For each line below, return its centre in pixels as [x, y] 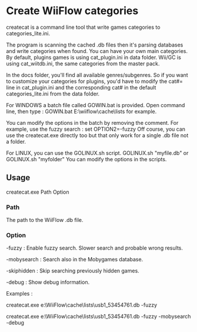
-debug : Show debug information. [48, 282]
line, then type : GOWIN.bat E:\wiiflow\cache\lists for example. [81, 111]
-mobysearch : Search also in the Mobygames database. [75, 260]
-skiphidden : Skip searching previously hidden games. [73, 271]
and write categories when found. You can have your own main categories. [97, 51]
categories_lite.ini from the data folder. [53, 94]
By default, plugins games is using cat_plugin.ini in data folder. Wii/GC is [94, 57]
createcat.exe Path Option [38, 192]
